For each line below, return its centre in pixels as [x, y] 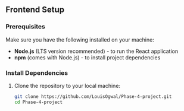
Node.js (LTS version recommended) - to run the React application [96, 51]
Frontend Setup [35, 10]
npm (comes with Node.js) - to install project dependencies [87, 57]
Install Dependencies [37, 72]
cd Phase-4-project [38, 102]
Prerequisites [25, 27]
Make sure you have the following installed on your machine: [80, 39]
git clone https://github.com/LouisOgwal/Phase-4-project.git [93, 96]
